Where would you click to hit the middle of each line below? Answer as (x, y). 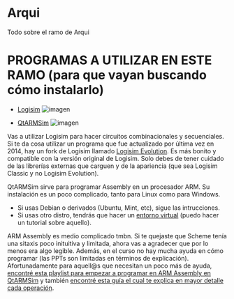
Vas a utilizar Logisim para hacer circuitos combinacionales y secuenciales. (116, 136)
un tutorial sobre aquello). (54, 222)
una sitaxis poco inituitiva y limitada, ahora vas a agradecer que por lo (108, 243)
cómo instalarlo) (56, 90)
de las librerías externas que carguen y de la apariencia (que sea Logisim (112, 166)
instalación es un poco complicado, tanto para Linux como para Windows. (114, 194)
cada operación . (31, 288)
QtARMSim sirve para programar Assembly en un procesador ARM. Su (109, 187)
